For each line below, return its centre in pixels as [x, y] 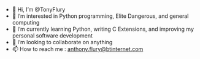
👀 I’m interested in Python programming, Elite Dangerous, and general [100, 16]
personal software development [52, 36]
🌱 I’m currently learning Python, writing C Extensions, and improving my [103, 29]
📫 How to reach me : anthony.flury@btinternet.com [78, 49]
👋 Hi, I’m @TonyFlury [39, 10]
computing [26, 22]
